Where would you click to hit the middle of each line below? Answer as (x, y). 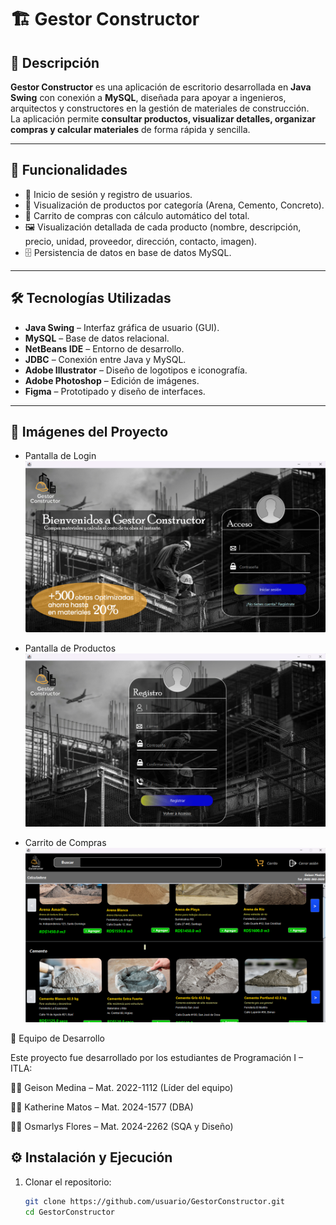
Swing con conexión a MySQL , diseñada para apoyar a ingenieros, (148, 97)
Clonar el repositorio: (68, 1182)
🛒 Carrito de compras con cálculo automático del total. (137, 215)
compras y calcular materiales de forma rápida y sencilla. (130, 129)
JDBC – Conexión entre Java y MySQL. (105, 359)
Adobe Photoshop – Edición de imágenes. (112, 380)
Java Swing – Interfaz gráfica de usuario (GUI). (122, 327)
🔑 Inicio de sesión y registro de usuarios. (108, 194)
